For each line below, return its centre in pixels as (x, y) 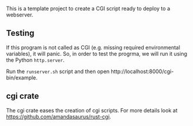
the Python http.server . (35, 60)
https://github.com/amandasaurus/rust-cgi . (59, 117)
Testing (20, 33)
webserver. (20, 15)
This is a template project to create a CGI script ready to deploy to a (88, 9)
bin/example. (22, 77)
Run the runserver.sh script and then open (58, 71)
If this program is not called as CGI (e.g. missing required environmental (93, 47)
